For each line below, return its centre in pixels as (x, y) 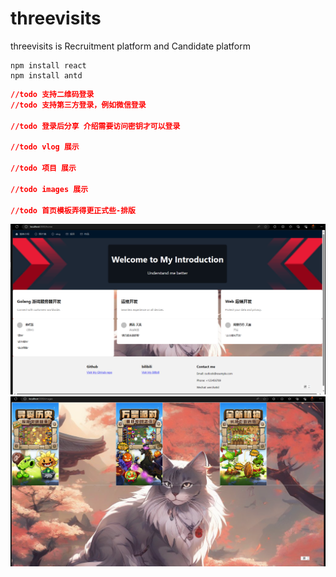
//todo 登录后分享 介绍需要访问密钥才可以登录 (95, 126)
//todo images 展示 (49, 189)
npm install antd (46, 75)
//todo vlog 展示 (45, 147)
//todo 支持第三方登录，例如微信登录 (78, 105)
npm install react (48, 65)
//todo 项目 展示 (43, 168)
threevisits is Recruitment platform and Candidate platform (131, 46)
